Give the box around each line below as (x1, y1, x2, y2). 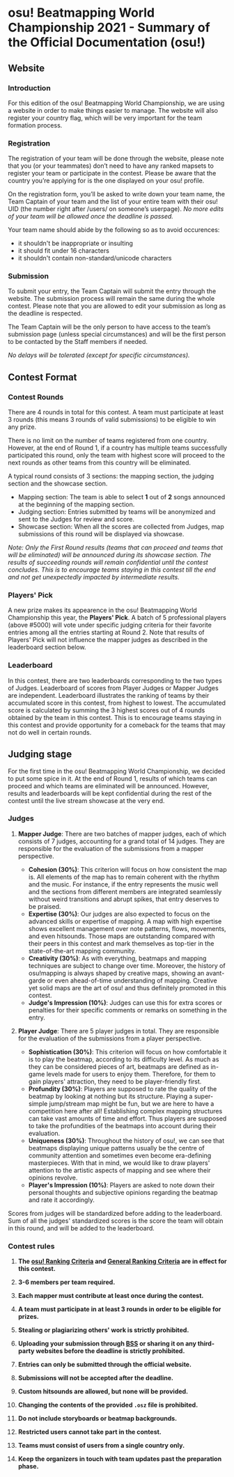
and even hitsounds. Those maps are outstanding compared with (28, 932, 215, 940)
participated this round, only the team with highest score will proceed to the (8, 451, 226, 460)
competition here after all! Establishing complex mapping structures (28, 1107, 223, 1115)
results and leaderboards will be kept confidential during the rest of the (8, 789, 212, 797)
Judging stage (8, 749, 72, 760)
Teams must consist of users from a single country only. (17, 1441, 185, 1450)
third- (197, 1339, 215, 1348)
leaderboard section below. (8, 643, 86, 652)
